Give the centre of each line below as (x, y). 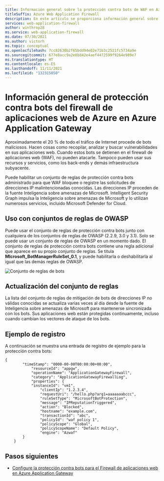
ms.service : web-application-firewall (44, 32)
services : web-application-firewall (42, 23)
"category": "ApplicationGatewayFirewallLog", (79, 377)
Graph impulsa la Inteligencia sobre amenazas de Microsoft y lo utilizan (77, 198)
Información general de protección (77, 97)
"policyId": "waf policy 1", (69, 420)
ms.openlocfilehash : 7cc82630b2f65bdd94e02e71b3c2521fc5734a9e (71, 50)
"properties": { (48, 381)
